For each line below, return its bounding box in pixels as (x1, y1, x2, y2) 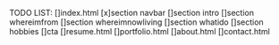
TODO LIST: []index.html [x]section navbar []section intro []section (9, 8, 255, 18)
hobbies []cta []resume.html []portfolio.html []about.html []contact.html (9, 26, 270, 36)
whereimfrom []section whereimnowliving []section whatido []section (9, 17, 264, 27)
